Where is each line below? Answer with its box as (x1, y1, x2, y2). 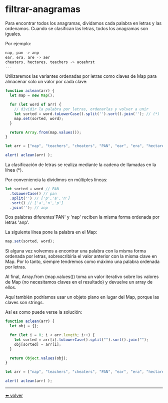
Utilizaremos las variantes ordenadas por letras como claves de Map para (5, 73, 157, 79)
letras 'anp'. (5, 219, 29, 225)
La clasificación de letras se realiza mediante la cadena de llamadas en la (5, 162, 156, 168)
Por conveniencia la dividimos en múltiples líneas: (5, 177, 107, 183)
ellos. (5, 285, 16, 291)
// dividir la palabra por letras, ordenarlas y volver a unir (14, 107, 149, 112)
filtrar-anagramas (5, 4, 81, 15)
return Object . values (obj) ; (9, 355, 68, 361)
